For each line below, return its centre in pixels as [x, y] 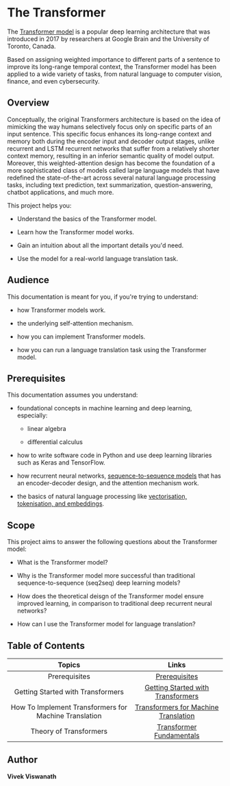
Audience [28, 280]
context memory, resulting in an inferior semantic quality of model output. [111, 156]
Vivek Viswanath [32, 776]
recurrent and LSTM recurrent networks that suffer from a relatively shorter [113, 148]
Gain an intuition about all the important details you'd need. [100, 245]
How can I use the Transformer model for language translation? [106, 624]
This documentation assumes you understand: [73, 395]
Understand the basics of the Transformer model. [87, 219]
